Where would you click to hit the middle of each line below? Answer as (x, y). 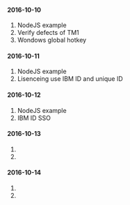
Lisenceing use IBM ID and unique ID (70, 79)
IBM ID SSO (34, 118)
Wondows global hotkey (52, 40)
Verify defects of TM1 (48, 33)
